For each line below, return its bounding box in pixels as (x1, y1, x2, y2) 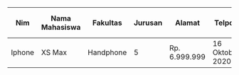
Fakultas (92, 18, 122, 28)
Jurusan (134, 18, 163, 28)
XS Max (41, 47, 68, 57)
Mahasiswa (41, 23, 81, 32)
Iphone (11, 47, 34, 57)
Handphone (87, 47, 127, 57)
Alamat (175, 18, 201, 28)
